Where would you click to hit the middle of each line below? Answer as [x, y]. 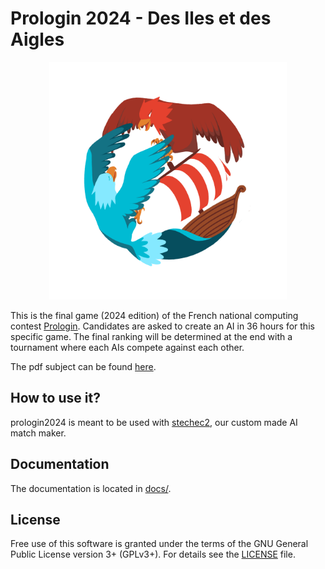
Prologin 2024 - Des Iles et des [141, 18]
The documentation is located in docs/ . [91, 488]
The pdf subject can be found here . [83, 366]
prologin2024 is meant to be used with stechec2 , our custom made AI [154, 422]
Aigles [37, 39]
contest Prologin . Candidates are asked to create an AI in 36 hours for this [162, 326]
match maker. [38, 433]
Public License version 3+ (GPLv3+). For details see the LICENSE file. [153, 554]
